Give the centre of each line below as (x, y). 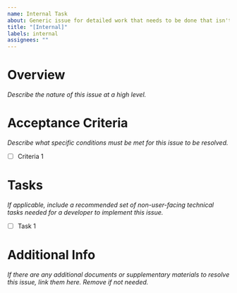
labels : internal (33, 34)
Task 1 (27, 226)
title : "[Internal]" (38, 27)
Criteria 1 (30, 156)
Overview (36, 75)
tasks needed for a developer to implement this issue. (85, 212)
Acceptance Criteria (68, 123)
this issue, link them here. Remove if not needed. (78, 282)
